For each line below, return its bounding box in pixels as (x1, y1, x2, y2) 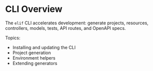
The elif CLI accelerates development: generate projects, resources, (5, 20, 149, 26)
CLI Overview (5, 3, 63, 15)
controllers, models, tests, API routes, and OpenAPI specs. (5, 25, 126, 31)
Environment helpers (12, 55, 56, 61)
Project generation (12, 50, 51, 56)
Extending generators (12, 60, 58, 66)
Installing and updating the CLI (12, 44, 76, 50)
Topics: (5, 35, 21, 41)
